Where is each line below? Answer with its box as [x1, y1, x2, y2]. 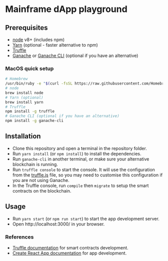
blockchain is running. [12, 161, 58, 167]
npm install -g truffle [5, 109, 55, 114]
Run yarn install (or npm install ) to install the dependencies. [12, 150, 141, 156]
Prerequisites [5, 23, 48, 32]
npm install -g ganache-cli [5, 118, 64, 123]
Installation [5, 132, 41, 140]
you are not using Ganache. [12, 177, 69, 183]
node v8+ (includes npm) [12, 36, 65, 42]
